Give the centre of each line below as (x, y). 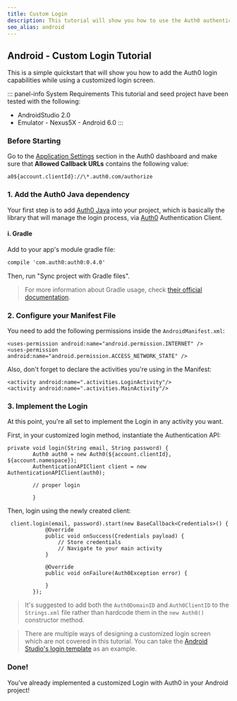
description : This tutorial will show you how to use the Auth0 (104, 21)
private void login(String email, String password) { (88, 448)
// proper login (56, 485)
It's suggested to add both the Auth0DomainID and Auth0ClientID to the (127, 605)
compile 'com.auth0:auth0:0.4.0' (56, 262)
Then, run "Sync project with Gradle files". (69, 276)
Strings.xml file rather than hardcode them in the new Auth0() (114, 613)
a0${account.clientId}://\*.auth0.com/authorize (80, 177)
